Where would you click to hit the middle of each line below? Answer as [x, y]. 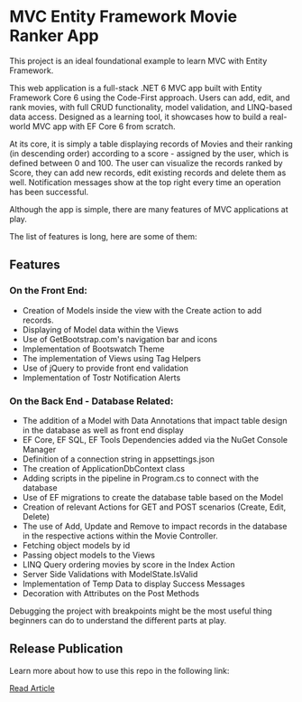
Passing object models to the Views [89, 555]
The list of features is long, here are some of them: [103, 236]
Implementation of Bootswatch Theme [93, 349]
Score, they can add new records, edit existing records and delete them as [148, 173]
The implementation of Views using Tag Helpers [111, 358]
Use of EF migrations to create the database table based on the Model [153, 497]
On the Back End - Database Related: [92, 401]
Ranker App [54, 36]
